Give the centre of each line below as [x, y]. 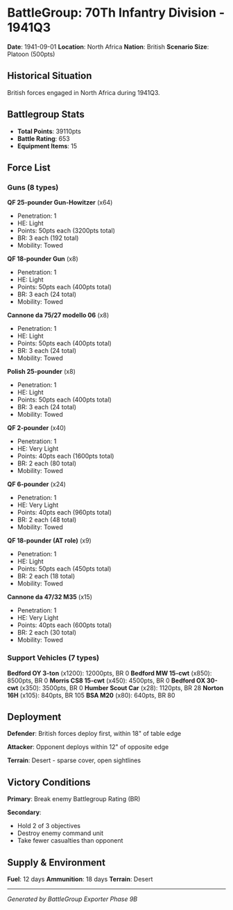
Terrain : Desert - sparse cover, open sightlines [74, 760]
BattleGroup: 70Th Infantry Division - [116, 13]
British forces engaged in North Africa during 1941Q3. [84, 92]
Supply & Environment [57, 862]
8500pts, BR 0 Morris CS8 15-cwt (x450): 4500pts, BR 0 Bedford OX [106, 680]
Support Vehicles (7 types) [53, 658]
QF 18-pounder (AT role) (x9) [49, 541]
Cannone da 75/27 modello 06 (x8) [58, 315]
